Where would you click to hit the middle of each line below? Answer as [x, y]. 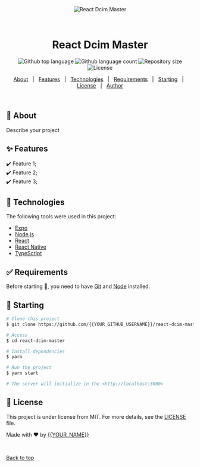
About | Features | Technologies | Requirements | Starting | [99, 79]
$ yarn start [22, 373]
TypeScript [28, 253]
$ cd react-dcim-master [36, 341]
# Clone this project [33, 319]
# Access [17, 335]
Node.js [24, 234]
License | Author [100, 85]
